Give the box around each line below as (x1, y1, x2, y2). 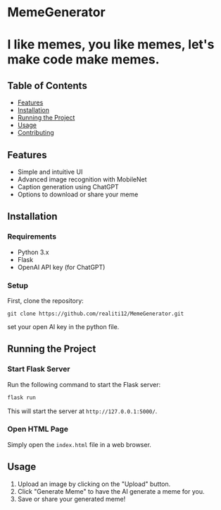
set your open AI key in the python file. (7, 322, 120, 331)
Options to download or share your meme (17, 190, 139, 198)
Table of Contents (7, 79, 88, 92)
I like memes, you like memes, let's (7, 37, 215, 53)
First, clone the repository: (7, 296, 84, 304)
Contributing (17, 129, 54, 137)
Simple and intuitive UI (17, 167, 83, 176)
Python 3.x (17, 248, 49, 256)
